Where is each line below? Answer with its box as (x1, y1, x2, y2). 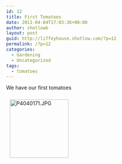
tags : (6, 62, 19, 69)
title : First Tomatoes (6, 14, 62, 20)
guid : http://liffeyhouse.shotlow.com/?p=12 (6, 36, 117, 41)
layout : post (6, 30, 38, 36)
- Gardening (11, 52, 41, 58)
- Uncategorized (11, 57, 51, 63)
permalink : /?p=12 (6, 41, 51, 47)
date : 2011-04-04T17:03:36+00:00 (6, 19, 88, 25)
